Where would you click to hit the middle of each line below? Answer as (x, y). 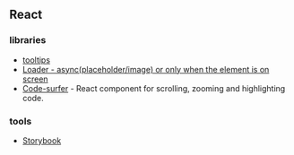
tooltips (36, 60)
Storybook (42, 140)
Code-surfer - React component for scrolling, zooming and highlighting (154, 88)
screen (35, 79)
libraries (28, 40)
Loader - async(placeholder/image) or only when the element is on (146, 69)
